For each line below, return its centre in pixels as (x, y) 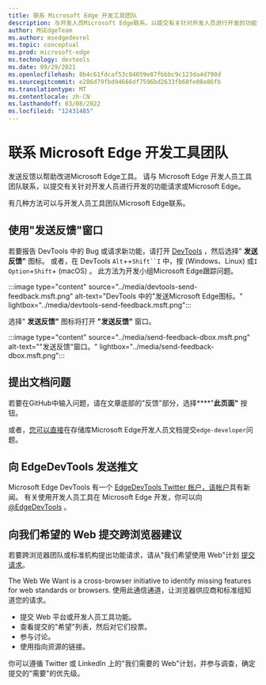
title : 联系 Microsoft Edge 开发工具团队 (72, 15)
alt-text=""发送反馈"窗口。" (53, 346)
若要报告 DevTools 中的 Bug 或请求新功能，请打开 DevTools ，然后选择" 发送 (133, 251)
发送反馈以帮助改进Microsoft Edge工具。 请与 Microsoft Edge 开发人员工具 (130, 176)
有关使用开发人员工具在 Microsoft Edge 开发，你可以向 (113, 497)
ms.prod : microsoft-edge (49, 52)
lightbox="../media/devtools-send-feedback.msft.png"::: (100, 305)
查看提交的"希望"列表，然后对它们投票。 (85, 627)
